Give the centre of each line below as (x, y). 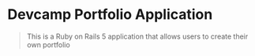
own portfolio (48, 44)
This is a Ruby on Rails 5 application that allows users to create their (137, 36)
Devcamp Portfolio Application (110, 15)
